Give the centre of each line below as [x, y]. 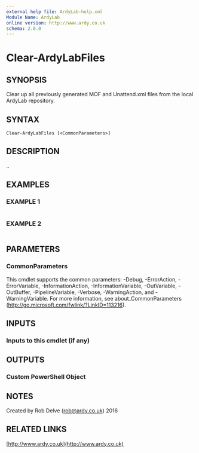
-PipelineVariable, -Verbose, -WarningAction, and [93, 292]
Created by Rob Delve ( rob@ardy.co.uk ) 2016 [62, 411]
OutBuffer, [19, 292]
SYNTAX [23, 119]
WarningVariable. [27, 298]
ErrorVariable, [23, 286]
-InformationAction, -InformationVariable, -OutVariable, [109, 286]
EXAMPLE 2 [24, 224]
